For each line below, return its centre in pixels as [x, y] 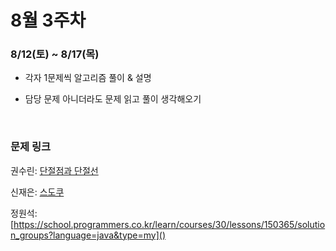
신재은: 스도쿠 [37, 192]
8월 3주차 [48, 20]
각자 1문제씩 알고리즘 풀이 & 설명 [88, 78]
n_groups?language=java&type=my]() [88, 235]
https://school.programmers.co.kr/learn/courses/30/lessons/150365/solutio [169, 224]
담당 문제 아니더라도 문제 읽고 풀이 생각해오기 [113, 99]
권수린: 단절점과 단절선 [54, 170]
